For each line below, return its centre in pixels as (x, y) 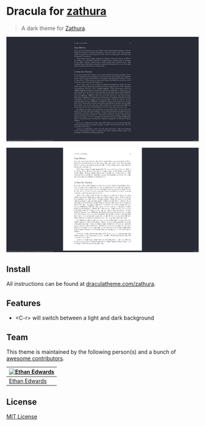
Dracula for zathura (56, 11)
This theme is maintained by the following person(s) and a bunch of (91, 352)
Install (18, 269)
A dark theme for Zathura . (54, 28)
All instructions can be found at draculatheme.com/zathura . (81, 284)
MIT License (22, 417)
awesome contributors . (35, 358)
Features (23, 303)
